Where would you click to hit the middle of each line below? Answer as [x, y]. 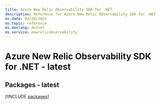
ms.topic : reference [26, 23]
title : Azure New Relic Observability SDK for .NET [59, 10]
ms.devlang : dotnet [25, 28]
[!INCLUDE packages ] [27, 96]
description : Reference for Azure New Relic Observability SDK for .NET [80, 14]
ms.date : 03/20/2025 [26, 19]
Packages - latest [32, 85]
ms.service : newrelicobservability [41, 32]
